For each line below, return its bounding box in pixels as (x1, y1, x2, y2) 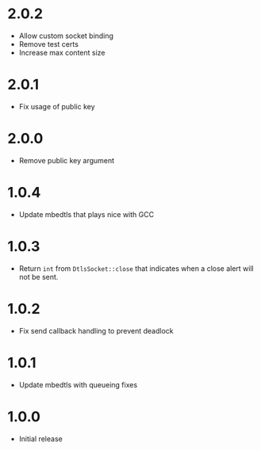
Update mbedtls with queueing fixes (18, 379, 138, 389)
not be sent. (18, 272, 59, 281)
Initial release (18, 433, 63, 444)
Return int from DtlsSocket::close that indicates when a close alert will (18, 263, 255, 273)
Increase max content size (18, 48, 106, 57)
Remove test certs (18, 39, 79, 48)
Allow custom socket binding (18, 31, 114, 40)
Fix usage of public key (18, 101, 96, 111)
